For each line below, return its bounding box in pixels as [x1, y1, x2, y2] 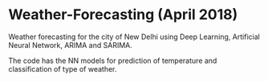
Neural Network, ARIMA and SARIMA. [8, 40, 132, 49]
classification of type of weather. [8, 64, 117, 73]
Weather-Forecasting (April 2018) [8, 6, 238, 24]
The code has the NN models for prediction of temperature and [8, 56, 217, 65]
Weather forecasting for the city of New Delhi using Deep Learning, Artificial [8, 32, 261, 41]
